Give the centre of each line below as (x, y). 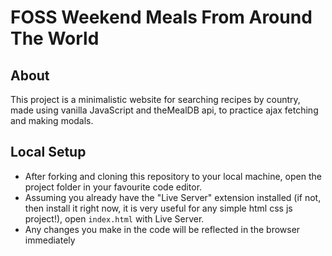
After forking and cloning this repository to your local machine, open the (173, 176)
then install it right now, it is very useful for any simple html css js (158, 208)
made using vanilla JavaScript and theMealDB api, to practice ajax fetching (164, 110)
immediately (50, 240)
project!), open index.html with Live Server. (114, 218)
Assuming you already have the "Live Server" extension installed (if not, (173, 197)
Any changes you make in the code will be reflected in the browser (162, 229)
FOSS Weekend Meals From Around (161, 17)
